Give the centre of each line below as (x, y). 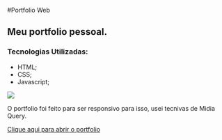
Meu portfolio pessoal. (57, 32)
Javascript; (33, 81)
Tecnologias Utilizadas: (48, 52)
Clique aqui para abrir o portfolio (54, 129)
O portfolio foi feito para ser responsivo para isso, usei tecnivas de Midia (111, 108)
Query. (17, 116)
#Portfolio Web (29, 10)
